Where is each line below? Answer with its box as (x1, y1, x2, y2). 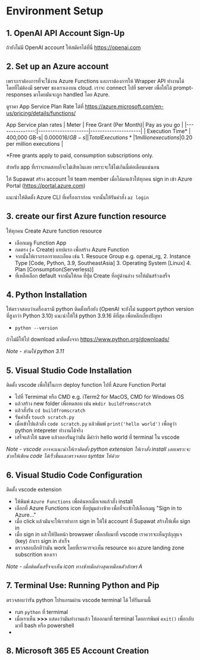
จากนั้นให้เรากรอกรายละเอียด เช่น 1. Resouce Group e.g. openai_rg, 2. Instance (14, 252, 191, 259)
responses (6, 91, 32, 98)
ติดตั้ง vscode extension (6, 486, 62, 493)
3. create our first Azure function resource (6, 211, 167, 222)
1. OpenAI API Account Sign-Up (6, 28, 125, 38)
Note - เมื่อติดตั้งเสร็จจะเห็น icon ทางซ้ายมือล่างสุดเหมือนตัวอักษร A (6, 563, 143, 570)
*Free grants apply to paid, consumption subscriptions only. (6, 151, 154, 159)
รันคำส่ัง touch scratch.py (14, 414, 74, 421)
